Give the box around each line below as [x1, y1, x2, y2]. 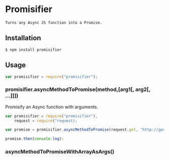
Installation [5, 34, 41, 42]
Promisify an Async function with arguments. [5, 104, 99, 110]
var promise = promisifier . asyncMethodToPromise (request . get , [5, 127, 138, 132]
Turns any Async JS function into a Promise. [5, 20, 102, 25]
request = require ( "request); [14, 118, 78, 123]
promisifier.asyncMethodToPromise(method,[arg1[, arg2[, [5, 86, 151, 93]
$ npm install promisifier [5, 47, 62, 52]
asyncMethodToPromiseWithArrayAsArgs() [5, 148, 115, 155]
